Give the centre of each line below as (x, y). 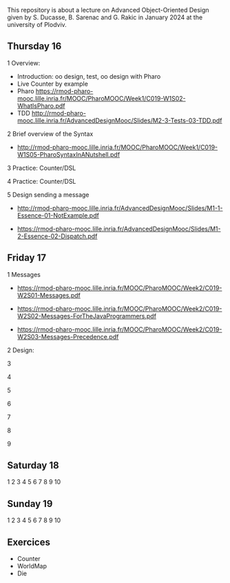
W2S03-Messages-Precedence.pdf (68, 336)
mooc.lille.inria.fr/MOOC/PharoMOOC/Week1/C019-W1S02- (101, 98)
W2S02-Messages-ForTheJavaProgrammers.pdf (87, 316)
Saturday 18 (33, 466)
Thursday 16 (34, 47)
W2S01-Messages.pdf (49, 295)
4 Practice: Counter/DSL (42, 181)
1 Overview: (24, 63)
